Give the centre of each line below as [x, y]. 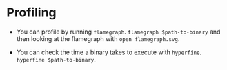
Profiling [31, 13]
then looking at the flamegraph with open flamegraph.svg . [98, 38]
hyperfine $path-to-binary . [56, 59]
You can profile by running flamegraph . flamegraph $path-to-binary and [118, 32]
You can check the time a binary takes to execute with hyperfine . [109, 52]
